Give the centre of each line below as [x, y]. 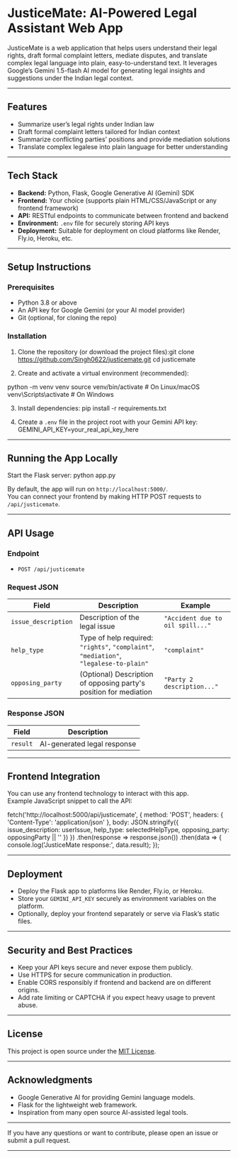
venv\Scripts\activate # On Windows [61, 394]
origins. [29, 990]
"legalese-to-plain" [114, 664]
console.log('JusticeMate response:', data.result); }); [84, 845]
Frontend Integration [54, 776]
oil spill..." [188, 626]
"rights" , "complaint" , [117, 647]
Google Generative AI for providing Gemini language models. [106, 1097]
